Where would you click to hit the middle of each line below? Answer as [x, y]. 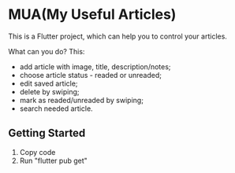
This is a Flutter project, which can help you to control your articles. [117, 36]
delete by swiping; [50, 91]
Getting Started [47, 133]
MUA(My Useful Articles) [92, 15]
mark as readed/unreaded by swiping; [82, 100]
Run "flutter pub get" [54, 160]
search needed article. [56, 109]
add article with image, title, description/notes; [95, 66]
